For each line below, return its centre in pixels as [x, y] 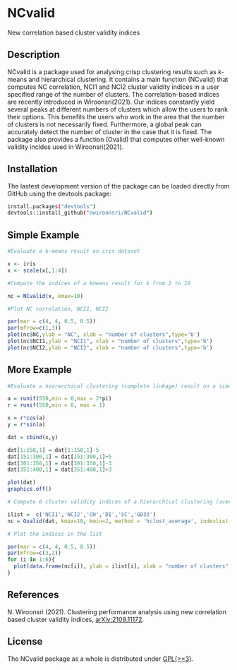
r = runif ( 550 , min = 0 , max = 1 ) [56, 405]
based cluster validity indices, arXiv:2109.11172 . [76, 619]
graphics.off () [30, 489]
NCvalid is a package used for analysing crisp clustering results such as [112, 71]
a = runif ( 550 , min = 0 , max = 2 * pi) [60, 399]
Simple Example [43, 235]
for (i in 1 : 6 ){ [31, 560]
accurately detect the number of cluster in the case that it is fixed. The [110, 131]
